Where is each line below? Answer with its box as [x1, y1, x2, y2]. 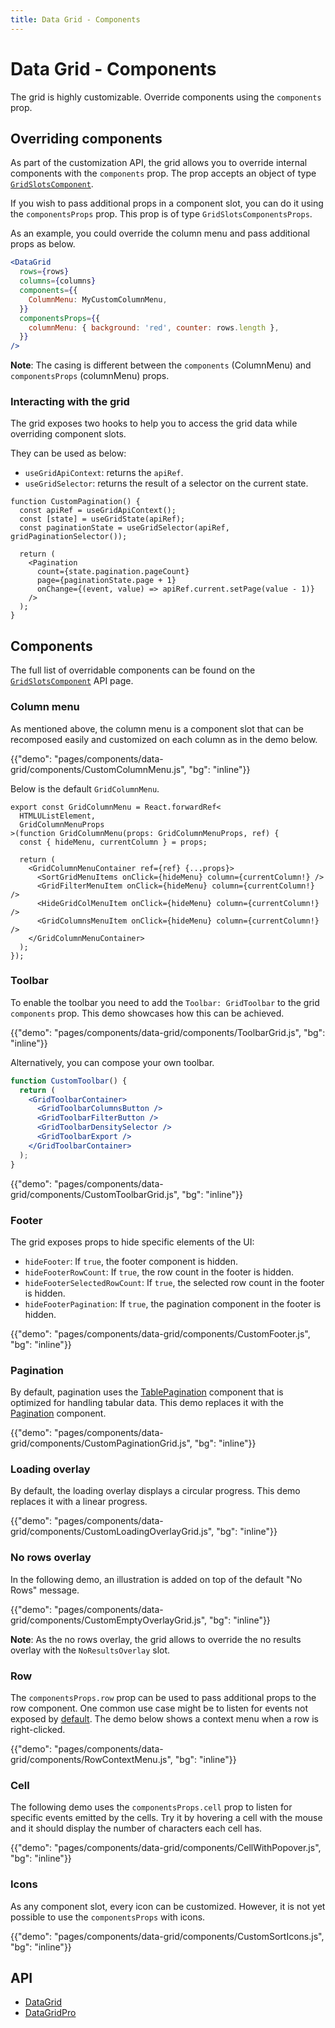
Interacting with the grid [10, 395, 130, 409]
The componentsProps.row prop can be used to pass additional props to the [10, 1692, 317, 1704]
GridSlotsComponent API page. [10, 675, 134, 687]
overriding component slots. [10, 428, 127, 440]
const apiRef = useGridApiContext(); [19, 506, 177, 516]
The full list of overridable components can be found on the [10, 664, 256, 676]
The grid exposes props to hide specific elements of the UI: [10, 1236, 255, 1248]
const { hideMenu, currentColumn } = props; [19, 837, 208, 847]
